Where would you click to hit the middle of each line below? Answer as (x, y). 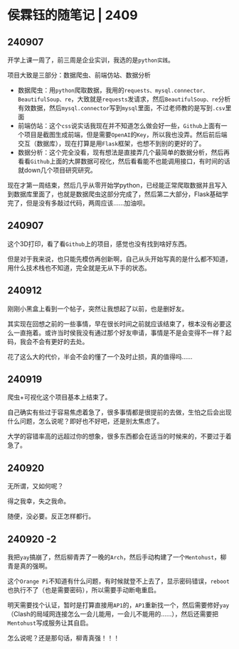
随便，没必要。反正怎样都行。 (51, 516)
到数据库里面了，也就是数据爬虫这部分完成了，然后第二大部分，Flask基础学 (118, 194)
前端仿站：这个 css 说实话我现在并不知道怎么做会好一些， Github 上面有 (119, 125)
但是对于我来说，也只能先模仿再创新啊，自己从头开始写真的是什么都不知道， (119, 259)
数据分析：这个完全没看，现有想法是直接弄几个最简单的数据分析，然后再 (123, 152)
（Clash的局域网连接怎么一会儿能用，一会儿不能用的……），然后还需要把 (113, 614)
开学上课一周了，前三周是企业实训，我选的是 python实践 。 (91, 60)
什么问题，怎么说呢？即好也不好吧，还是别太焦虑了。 (85, 422)
